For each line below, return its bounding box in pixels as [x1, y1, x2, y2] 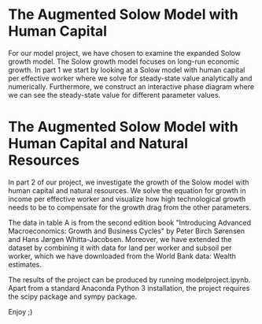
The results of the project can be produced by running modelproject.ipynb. [8, 274, 251, 285]
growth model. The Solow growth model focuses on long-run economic [8, 57, 240, 66]
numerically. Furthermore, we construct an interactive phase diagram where [8, 81, 254, 91]
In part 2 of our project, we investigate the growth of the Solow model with [8, 177, 249, 187]
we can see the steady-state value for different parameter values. [8, 90, 221, 99]
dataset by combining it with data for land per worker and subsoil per [8, 243, 232, 252]
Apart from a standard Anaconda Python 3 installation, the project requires [8, 283, 250, 292]
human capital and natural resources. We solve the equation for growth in [8, 185, 246, 195]
